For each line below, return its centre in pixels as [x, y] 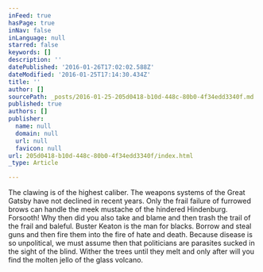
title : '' [25, 82]
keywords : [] [30, 52]
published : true [35, 104]
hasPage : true [32, 23]
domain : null [37, 133]
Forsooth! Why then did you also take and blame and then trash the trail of [130, 218]
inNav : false [30, 30]
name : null [33, 126]
